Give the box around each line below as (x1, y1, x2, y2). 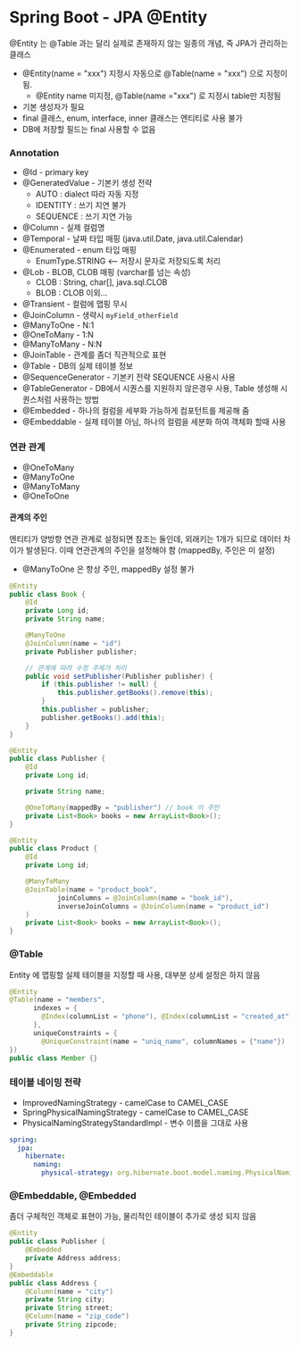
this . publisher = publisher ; (41, 705, 150, 715)
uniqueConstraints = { (32, 1028, 118, 1038)
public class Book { (9, 589, 87, 598)
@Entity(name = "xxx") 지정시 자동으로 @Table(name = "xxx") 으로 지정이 (21, 68, 288, 79)
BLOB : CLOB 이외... (35, 288, 108, 298)
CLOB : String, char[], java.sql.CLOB (35, 277, 168, 288)
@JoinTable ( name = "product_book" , (25, 885, 158, 894)
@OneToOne (21, 490, 70, 501)
